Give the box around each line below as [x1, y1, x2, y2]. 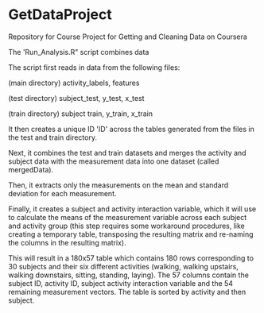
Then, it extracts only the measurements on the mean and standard [8, 180, 229, 190]
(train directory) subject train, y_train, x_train [8, 109, 153, 118]
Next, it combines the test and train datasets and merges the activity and [8, 148, 247, 157]
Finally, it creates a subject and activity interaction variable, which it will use [8, 204, 257, 214]
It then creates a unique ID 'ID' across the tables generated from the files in [8, 124, 254, 133]
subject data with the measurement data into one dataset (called [8, 156, 219, 166]
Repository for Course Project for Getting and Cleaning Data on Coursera [8, 32, 248, 41]
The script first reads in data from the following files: [8, 62, 181, 72]
